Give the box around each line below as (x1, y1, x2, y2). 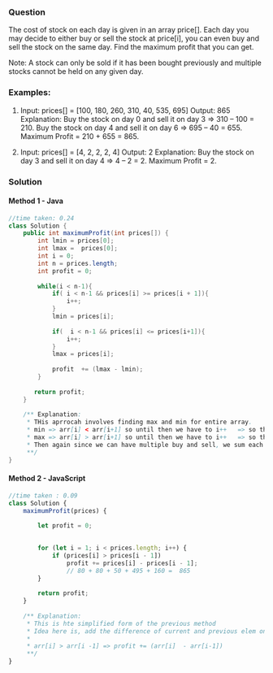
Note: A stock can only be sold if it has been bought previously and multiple (8, 58, 262, 67)
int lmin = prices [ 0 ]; (37, 237, 115, 245)
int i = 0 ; (37, 252, 75, 260)
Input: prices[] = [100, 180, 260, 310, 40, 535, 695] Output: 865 (19, 105, 231, 115)
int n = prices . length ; (37, 259, 118, 267)
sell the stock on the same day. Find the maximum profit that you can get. (8, 42, 254, 52)
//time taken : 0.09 (8, 491, 79, 500)
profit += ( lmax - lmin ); (51, 365, 144, 374)
